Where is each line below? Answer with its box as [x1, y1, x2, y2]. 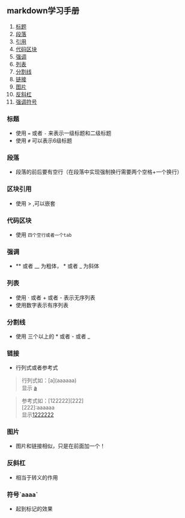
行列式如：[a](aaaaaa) [21, 377, 77, 384]
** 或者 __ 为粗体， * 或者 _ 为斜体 [15, 263, 100, 270]
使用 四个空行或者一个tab [15, 231, 72, 238]
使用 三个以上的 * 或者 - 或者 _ [15, 332, 91, 340]
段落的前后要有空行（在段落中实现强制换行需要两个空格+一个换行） [15, 168, 183, 176]
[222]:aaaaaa [21, 404, 55, 411]
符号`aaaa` [7, 490, 38, 499]
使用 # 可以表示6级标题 [15, 137, 73, 145]
